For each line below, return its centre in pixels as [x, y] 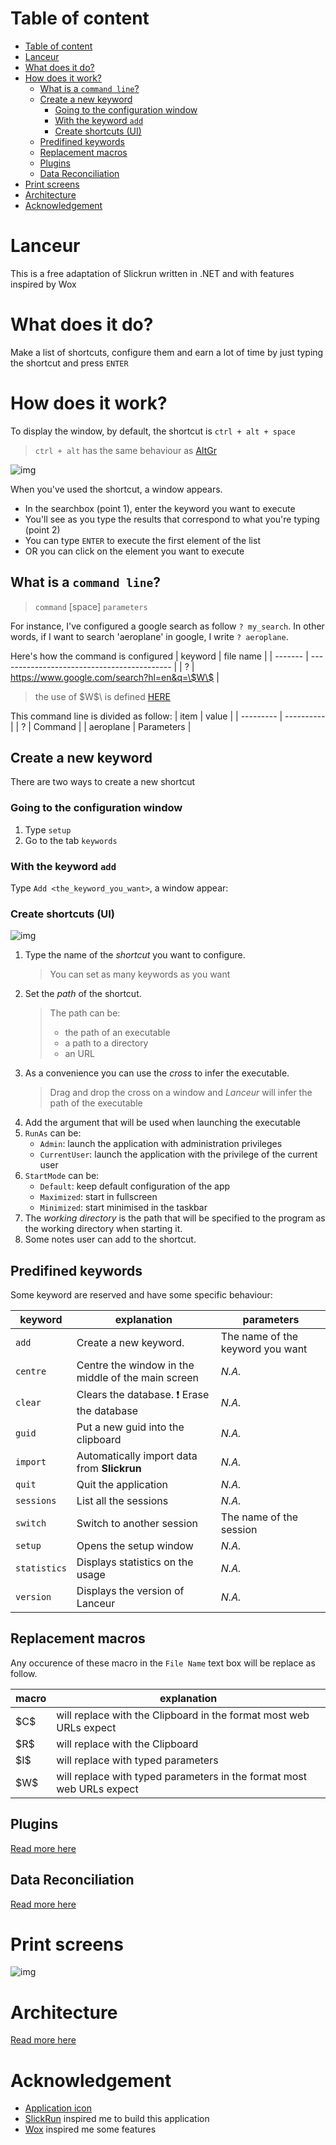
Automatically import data [137, 1456]
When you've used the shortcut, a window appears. [116, 489]
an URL [79, 1054]
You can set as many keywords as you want [140, 974]
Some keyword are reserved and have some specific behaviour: [141, 1295]
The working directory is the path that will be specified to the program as [175, 1218]
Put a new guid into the [130, 1427]
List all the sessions [122, 1501]
